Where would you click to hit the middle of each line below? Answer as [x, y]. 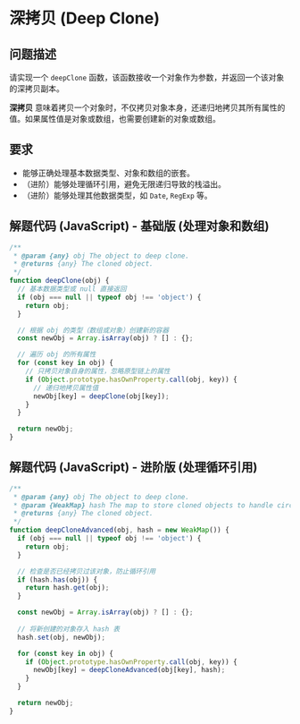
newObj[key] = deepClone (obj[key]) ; [101, 396]
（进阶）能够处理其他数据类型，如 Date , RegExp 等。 [117, 195]
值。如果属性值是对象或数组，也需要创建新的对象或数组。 [115, 119]
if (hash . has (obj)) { [58, 579]
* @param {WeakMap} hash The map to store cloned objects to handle [143, 505]
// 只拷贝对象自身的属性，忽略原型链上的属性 [98, 371]
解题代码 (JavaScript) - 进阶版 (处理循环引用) [133, 468]
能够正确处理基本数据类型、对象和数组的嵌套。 [108, 173]
